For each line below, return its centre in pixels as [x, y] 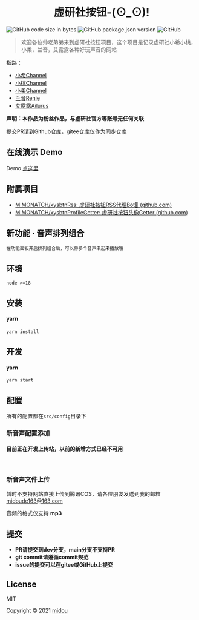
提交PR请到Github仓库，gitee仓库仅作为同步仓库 [67, 131]
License [21, 584]
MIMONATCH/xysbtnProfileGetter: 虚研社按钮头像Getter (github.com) [102, 212]
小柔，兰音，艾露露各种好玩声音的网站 [69, 50]
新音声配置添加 [28, 434]
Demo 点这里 [22, 168]
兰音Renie [28, 98]
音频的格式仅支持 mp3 [34, 513]
